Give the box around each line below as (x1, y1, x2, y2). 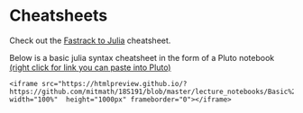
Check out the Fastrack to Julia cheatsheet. (9, 35, 171, 46)
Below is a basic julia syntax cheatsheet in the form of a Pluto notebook (9, 52, 275, 63)
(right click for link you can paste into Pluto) (9, 62, 171, 73)
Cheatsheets (9, 5, 108, 26)
